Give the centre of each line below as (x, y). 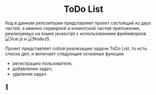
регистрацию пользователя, (42, 63)
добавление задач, (33, 69)
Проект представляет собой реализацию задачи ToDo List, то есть (76, 48)
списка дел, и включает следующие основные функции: (65, 54)
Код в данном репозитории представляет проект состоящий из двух (78, 23)
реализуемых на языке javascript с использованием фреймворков (76, 33)
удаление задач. (30, 74)
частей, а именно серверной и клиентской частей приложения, (73, 28)
